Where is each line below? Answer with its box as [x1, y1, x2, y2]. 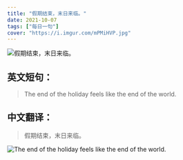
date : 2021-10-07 [7, 17, 57, 23]
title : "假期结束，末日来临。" [7, 10, 87, 17]
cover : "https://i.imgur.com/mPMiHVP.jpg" [7, 29, 131, 37]
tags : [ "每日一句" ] [7, 23, 59, 30]
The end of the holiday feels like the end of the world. [23, 90, 177, 99]
